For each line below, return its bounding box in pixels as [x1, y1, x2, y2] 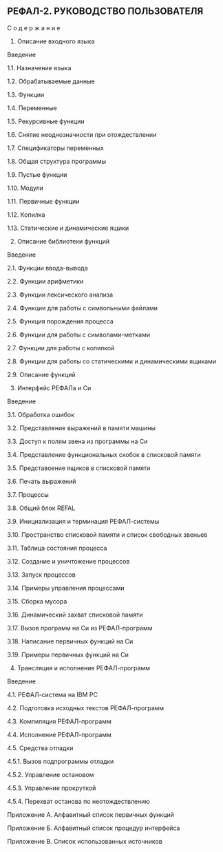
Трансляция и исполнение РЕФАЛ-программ [17, 663, 150, 672]
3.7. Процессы [7, 490, 50, 498]
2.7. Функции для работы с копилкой [7, 343, 115, 352]
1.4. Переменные [7, 103, 57, 112]
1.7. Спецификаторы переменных [7, 144, 105, 152]
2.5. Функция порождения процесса [7, 317, 114, 326]
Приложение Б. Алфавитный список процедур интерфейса [7, 824, 180, 832]
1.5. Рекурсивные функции [7, 117, 85, 125]
